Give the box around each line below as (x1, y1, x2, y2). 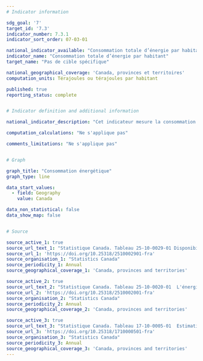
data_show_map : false (6, 212, 61, 218)
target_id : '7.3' (6, 25, 50, 31)
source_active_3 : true (6, 317, 63, 324)
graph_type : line (6, 174, 50, 180)
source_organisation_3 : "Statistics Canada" (6, 334, 120, 340)
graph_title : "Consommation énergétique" (6, 167, 112, 174)
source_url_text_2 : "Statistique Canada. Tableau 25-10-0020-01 (6, 284, 172, 290)
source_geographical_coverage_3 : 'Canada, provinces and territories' (6, 345, 188, 351)
